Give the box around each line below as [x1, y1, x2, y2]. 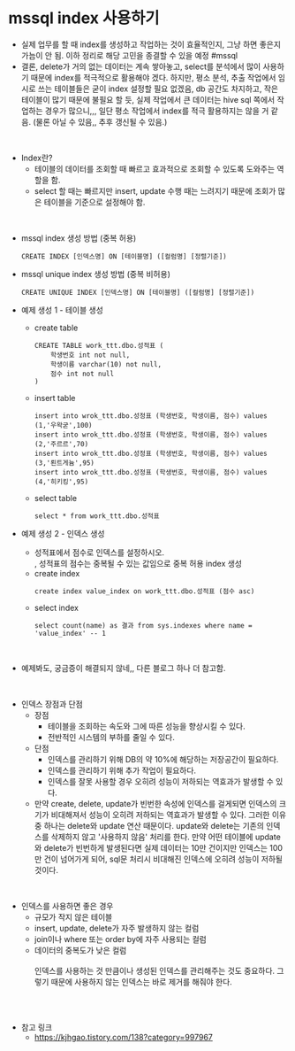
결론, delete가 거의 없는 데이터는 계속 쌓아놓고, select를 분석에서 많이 [20, 61, 261, 72]
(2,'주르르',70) [34, 439, 89, 448]
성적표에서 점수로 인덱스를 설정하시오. [34, 546, 165, 558]
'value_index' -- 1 [34, 629, 107, 638]
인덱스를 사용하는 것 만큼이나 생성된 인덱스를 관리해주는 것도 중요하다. [34, 965, 276, 976]
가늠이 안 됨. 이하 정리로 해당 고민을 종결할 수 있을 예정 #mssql [20, 50, 238, 60]
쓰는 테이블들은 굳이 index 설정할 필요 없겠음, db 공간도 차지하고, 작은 [37, 83, 279, 94]
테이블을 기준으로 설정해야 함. [43, 197, 146, 207]
